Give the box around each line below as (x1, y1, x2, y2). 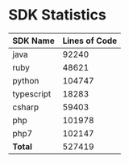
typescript (12, 88, 52, 99)
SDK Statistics (8, 6, 106, 24)
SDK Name (12, 35, 55, 46)
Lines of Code (62, 35, 118, 46)
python (12, 75, 40, 86)
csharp (12, 101, 40, 113)
